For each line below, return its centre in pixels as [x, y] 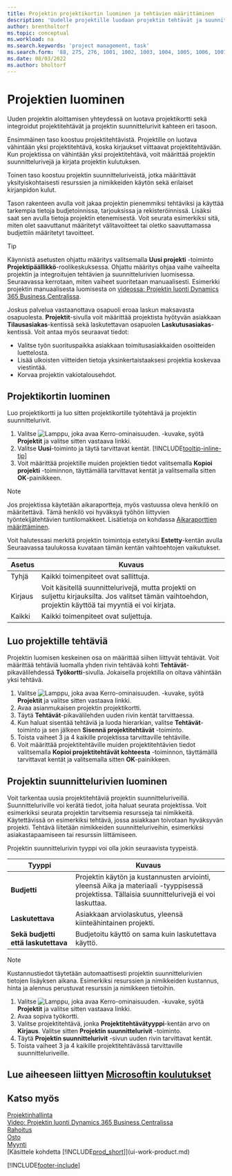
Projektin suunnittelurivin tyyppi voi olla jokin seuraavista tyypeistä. [103, 848]
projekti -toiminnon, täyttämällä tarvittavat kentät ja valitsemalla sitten [116, 471]
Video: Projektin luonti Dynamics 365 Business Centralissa [90, 1123]
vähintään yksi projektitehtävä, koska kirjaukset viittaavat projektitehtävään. [115, 147]
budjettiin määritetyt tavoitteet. [51, 232]
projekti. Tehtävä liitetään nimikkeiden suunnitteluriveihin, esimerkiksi [105, 827]
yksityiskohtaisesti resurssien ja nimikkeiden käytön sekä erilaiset [100, 182]
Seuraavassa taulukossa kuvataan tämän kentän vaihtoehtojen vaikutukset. [114, 547]
